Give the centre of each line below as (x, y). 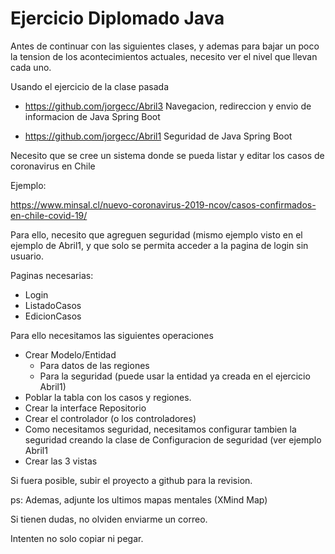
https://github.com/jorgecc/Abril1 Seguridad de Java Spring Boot (158, 136)
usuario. (27, 256)
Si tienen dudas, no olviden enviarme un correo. (109, 519)
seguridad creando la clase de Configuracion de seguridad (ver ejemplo (173, 439)
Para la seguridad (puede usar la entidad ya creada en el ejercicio (175, 376)
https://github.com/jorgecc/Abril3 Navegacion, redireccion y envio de (168, 106)
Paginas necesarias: (52, 275)
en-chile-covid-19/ (49, 215)
